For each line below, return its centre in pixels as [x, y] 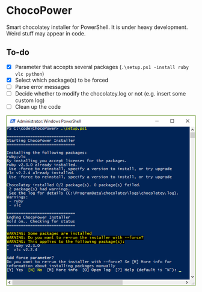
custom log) [30, 100]
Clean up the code [38, 107]
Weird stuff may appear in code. [46, 33]
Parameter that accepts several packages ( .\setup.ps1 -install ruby [102, 67]
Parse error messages [42, 87]
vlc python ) [29, 73]
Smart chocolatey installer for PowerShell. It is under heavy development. [97, 27]
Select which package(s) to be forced [62, 80]
